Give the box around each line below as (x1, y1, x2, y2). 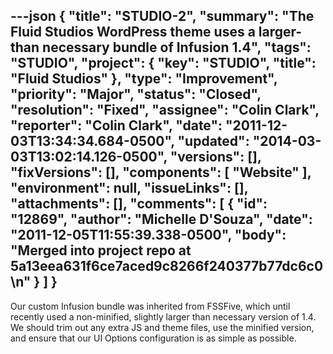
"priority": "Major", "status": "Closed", (10, 86, 262, 103)
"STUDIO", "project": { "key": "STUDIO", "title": (10, 55, 317, 72)
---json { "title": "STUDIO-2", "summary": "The (10, 8, 315, 25)
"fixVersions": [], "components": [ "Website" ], (10, 164, 312, 181)
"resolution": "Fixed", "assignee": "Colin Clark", (10, 102, 320, 119)
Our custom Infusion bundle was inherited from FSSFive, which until (10, 300, 291, 312)
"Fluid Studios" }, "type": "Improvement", (10, 70, 278, 88)
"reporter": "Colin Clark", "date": (10, 117, 223, 134)
